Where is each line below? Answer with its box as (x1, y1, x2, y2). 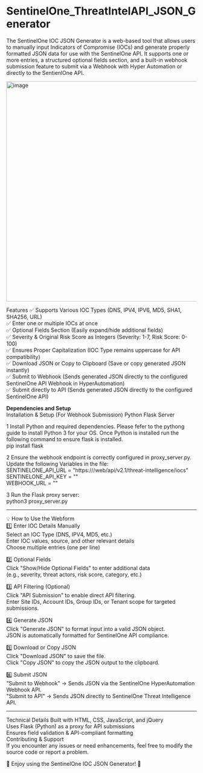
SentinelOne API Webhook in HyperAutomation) (6, 380, 125, 387)
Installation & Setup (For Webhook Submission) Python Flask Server (6, 411, 175, 418)
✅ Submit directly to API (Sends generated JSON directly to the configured (6, 386, 193, 393)
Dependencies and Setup (6, 404, 71, 412)
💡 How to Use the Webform (6, 515, 75, 522)
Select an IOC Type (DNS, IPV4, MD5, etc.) (6, 531, 113, 538)
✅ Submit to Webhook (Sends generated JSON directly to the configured (6, 373, 188, 380)
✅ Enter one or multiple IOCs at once (6, 319, 98, 327)
